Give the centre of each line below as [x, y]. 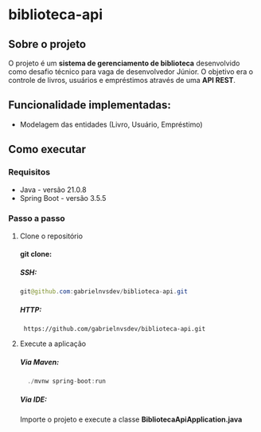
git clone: [36, 254]
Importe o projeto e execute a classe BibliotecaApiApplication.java [131, 419]
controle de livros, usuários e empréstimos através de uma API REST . [122, 80]
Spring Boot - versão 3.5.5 [63, 198]
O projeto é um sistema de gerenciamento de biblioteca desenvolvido [124, 63]
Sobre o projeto [47, 44]
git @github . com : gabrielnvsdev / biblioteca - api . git [104, 292]
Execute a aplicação [53, 344]
